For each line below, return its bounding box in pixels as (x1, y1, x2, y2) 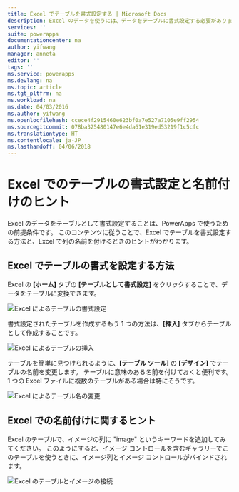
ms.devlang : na (7, 76, 53, 84)
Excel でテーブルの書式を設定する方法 (7, 260, 175, 272)
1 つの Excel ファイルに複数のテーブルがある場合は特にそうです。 (7, 376, 199, 385)
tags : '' (7, 64, 34, 71)
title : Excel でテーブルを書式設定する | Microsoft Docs (7, 10, 167, 18)
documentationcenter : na (7, 37, 81, 44)
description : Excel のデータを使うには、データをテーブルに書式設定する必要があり (7, 17, 228, 24)
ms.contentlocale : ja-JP (7, 136, 81, 144)
